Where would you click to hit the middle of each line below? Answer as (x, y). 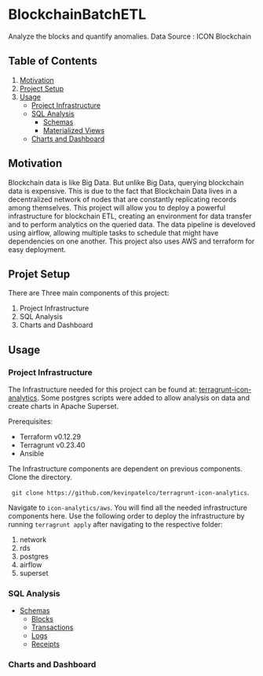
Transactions (52, 627)
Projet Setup (39, 274)
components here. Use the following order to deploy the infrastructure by (126, 516)
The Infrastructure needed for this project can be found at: (103, 390)
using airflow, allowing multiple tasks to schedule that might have (113, 232)
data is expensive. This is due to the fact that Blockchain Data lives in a (123, 191)
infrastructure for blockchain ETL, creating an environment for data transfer (130, 216)
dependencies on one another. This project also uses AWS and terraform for (131, 241)
